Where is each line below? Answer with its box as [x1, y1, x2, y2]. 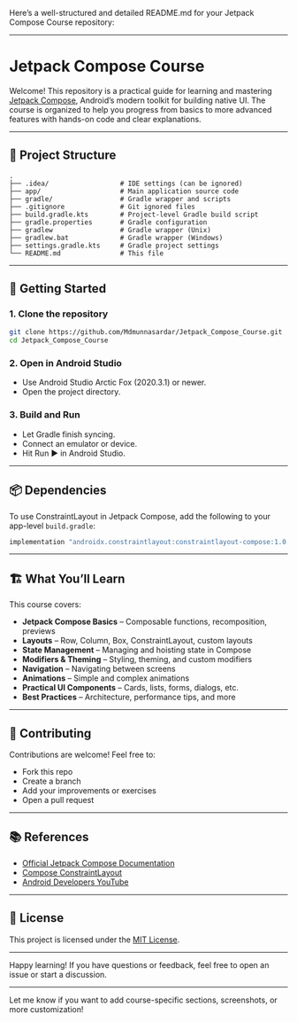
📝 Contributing [9, 726, 92, 741]
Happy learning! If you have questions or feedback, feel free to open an [9, 959, 270, 970]
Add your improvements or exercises [21, 785, 156, 796]
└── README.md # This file [9, 248, 164, 258]
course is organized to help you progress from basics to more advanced [9, 104, 272, 114]
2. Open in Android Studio [9, 357, 122, 370]
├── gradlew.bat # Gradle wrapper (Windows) [9, 233, 224, 242]
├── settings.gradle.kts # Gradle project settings [9, 241, 219, 250]
